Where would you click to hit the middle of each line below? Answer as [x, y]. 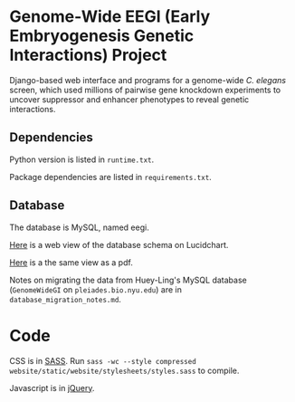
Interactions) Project [88, 55]
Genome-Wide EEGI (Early [110, 17]
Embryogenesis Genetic [102, 36]
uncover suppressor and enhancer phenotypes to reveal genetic [129, 99]
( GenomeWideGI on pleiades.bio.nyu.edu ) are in [96, 289]
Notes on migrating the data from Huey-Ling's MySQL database [128, 280]
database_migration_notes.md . [66, 299]
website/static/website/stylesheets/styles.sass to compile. [124, 370]
